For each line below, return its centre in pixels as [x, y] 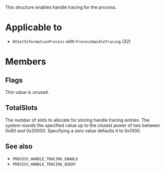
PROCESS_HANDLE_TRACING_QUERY [44, 164]
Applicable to [34, 28]
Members [26, 62]
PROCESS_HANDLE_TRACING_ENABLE [45, 159]
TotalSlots [21, 108]
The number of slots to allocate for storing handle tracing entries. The [77, 120]
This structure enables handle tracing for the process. [61, 7]
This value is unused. [27, 92]
